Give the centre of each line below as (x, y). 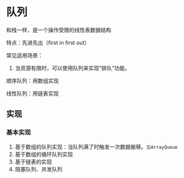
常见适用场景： (25, 55)
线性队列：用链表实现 (32, 93)
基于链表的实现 (33, 161)
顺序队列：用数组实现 (32, 81)
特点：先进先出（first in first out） (48, 42)
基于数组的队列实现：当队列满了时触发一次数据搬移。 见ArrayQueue (96, 146)
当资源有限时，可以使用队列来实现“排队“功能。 (73, 68)
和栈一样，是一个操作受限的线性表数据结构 (59, 30)
